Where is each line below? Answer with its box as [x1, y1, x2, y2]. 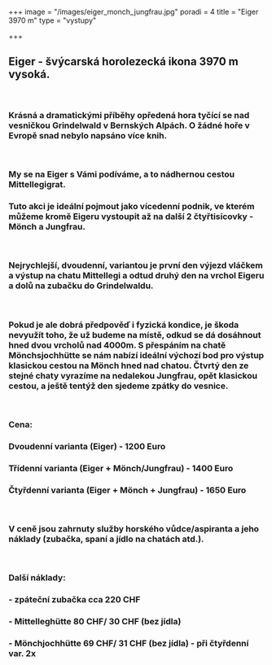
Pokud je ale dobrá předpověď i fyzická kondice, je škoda [8, 319, 239, 330]
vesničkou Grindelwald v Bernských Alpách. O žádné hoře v [8, 120, 250, 131]
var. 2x [8, 647, 37, 658]
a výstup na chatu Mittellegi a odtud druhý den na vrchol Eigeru [8, 270, 265, 282]
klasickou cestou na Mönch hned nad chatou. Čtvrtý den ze [8, 360, 249, 371]
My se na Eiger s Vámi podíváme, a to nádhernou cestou [8, 168, 235, 180]
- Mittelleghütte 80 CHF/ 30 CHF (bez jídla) [8, 616, 182, 628]
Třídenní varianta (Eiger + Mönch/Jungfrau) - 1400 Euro [8, 462, 234, 474]
